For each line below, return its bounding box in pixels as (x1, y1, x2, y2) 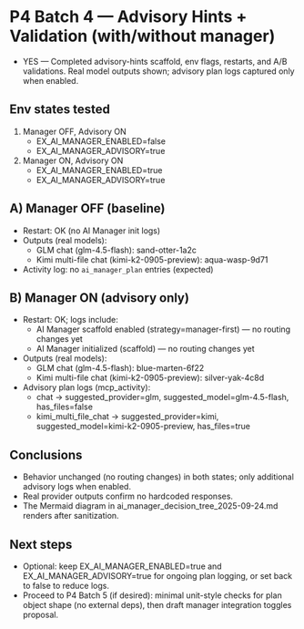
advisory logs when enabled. (22, 481, 132, 492)
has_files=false (35, 401, 94, 412)
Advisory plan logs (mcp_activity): (22, 382, 151, 393)
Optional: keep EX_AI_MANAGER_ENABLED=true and (22, 561, 222, 572)
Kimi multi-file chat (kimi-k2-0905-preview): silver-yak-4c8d (35, 372, 265, 384)
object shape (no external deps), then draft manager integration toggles (22, 600, 292, 610)
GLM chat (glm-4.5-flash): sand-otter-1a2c (35, 244, 198, 255)
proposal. (22, 609, 59, 620)
